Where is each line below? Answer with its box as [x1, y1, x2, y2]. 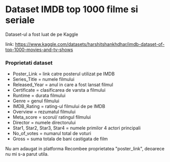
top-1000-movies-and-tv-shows [5, 46, 73, 52]
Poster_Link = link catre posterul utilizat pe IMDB [12, 71, 115, 77]
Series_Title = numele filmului [12, 76, 75, 83]
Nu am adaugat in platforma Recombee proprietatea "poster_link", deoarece [5, 146, 164, 152]
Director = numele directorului [12, 120, 76, 126]
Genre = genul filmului [12, 98, 60, 104]
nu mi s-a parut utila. [5, 151, 49, 157]
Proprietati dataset [5, 59, 53, 66]
